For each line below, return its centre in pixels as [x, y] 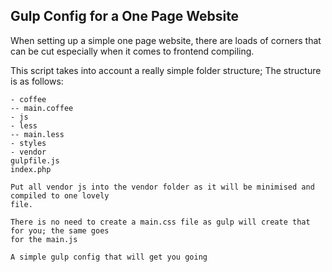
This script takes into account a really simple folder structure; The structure [166, 70]
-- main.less [37, 134]
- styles [28, 143]
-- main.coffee [42, 108]
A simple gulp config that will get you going [109, 257]
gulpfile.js [35, 160]
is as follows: [37, 81]
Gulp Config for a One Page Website [125, 16]
